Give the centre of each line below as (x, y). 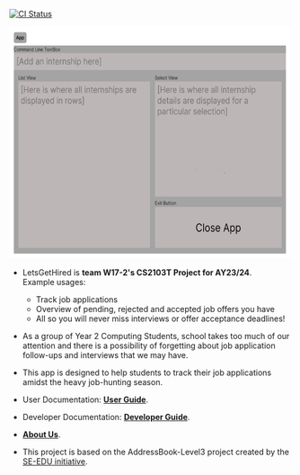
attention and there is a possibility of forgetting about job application (149, 345)
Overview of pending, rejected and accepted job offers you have (155, 309)
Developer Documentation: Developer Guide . (106, 417)
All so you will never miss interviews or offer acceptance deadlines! (160, 318)
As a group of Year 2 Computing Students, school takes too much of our (156, 336)
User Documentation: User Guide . (85, 399)
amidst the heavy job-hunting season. (93, 381)
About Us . (41, 434)
